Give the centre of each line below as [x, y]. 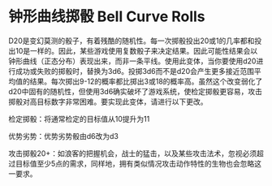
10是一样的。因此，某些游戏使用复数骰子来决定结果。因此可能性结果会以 [136, 50]
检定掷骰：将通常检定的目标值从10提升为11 [79, 119]
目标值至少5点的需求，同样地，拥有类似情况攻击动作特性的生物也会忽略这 [138, 163]
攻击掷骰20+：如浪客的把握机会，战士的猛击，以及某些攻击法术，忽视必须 [133, 153]
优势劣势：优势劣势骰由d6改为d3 [64, 136]
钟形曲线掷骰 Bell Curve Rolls [107, 17]
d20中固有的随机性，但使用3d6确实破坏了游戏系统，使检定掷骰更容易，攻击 [135, 91]
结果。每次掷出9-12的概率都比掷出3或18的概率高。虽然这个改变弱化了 [146, 81]
